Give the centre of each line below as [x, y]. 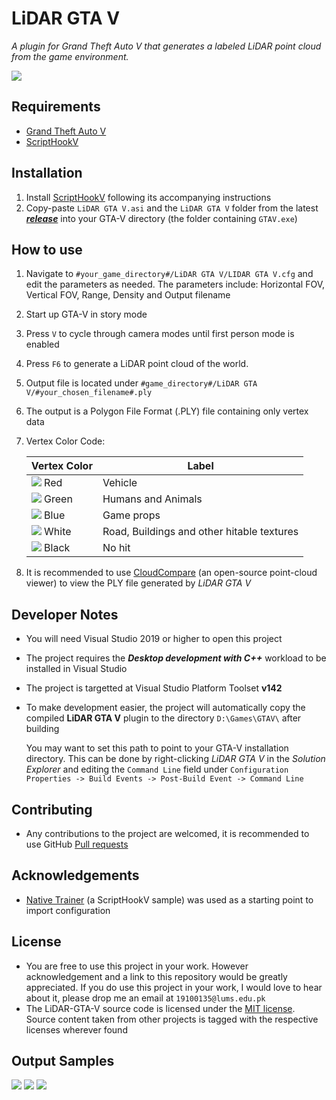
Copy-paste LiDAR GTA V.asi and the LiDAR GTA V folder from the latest [172, 208]
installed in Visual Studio [76, 669]
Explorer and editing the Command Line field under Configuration [157, 769]
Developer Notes [65, 614]
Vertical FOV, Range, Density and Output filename [128, 295]
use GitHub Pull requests [77, 844]
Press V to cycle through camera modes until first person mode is [160, 334]
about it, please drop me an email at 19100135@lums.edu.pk [145, 998]
